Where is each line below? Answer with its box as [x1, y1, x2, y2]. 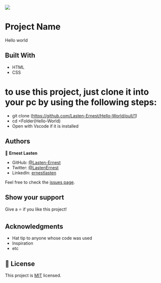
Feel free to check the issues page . [5, 179, 75, 185]
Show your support [5, 193, 64, 201]
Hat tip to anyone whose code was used [12, 235, 92, 241]
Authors [5, 137, 30, 146]
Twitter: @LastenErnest [12, 165, 59, 170]
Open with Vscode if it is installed [12, 123, 79, 129]
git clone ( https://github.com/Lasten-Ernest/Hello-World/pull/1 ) [12, 113, 138, 118]
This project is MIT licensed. [5, 272, 61, 278]
